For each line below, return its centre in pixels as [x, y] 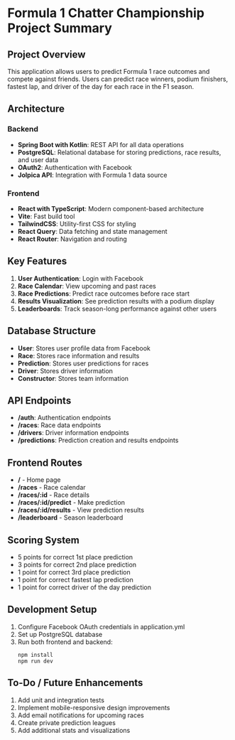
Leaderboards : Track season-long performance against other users [117, 309]
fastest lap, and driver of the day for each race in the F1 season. [101, 86]
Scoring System [43, 540]
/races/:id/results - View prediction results [81, 510]
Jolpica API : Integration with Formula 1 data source [92, 175]
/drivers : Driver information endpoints [73, 433]
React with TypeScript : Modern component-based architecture [111, 208]
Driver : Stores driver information [65, 370]
